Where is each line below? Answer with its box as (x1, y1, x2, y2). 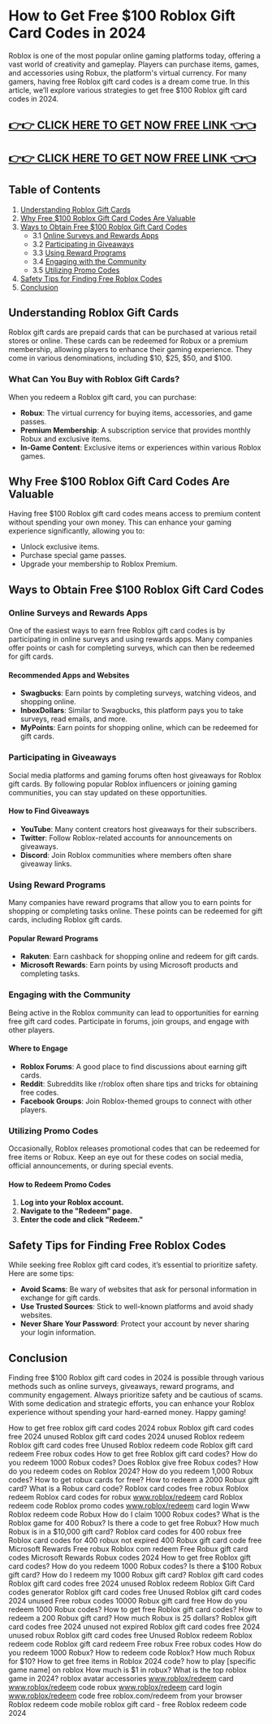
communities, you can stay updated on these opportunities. (8, 787, 208, 797)
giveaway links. (19, 859, 72, 869)
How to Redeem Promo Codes (8, 1179, 111, 1189)
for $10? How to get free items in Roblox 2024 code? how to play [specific (8, 1656, 257, 1665)
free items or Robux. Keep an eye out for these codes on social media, (8, 1152, 244, 1162)
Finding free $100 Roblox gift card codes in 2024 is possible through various (8, 1373, 265, 1382)
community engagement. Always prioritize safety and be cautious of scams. (8, 1390, 263, 1400)
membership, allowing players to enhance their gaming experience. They (8, 345, 253, 355)
